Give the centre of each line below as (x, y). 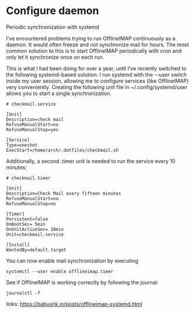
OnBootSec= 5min (26, 224)
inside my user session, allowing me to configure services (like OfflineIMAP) (97, 81)
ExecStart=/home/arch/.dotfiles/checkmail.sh (62, 150)
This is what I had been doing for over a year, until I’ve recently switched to (96, 68)
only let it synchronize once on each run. (55, 57)
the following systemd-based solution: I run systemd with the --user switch (96, 74)
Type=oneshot (22, 145)
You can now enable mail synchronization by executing (72, 261)
